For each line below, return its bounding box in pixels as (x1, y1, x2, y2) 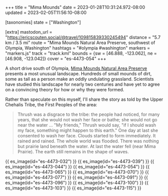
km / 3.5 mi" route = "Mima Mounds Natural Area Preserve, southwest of (5, 40, 155, 46)
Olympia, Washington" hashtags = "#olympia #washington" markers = (5, 45, 150, 51)
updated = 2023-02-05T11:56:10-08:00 (5, 10, 87, 16)
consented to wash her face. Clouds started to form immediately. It (17, 133, 156, 138)
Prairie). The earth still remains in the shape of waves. (17, 149, 129, 154)
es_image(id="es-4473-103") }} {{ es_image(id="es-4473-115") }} (5, 185, 142, 191)
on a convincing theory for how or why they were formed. (5, 87, 124, 92)
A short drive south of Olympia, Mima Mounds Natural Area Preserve (5, 65, 147, 71)
